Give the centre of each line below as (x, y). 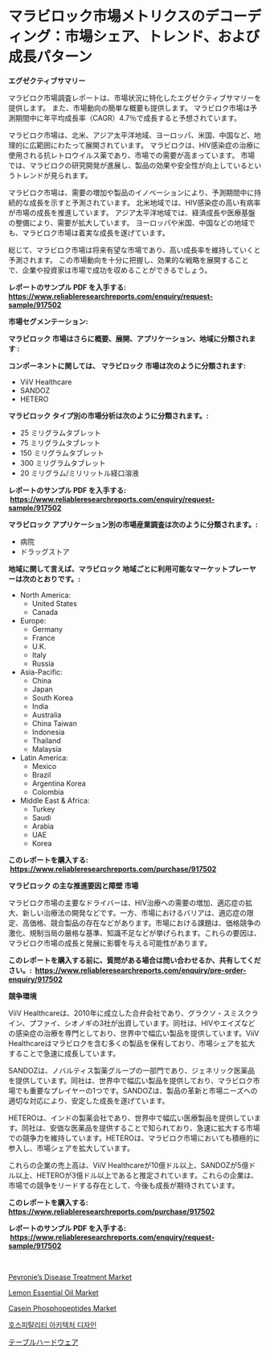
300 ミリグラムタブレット (63, 463)
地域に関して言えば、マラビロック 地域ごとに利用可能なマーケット (118, 568)
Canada (45, 612)
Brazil (41, 775)
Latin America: (44, 758)
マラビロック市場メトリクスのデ (114, 17)
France (44, 638)
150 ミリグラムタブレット (62, 453)
